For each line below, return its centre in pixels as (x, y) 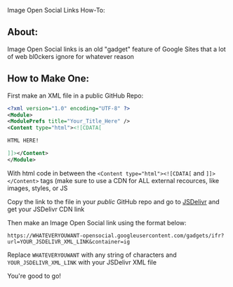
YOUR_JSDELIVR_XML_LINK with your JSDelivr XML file (82, 262)
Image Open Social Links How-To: (56, 10)
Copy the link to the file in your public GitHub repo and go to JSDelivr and (113, 201)
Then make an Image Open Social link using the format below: (97, 222)
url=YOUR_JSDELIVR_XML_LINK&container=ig (69, 241)
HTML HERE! (23, 141)
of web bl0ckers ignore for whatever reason (71, 56)
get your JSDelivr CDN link (46, 209)
